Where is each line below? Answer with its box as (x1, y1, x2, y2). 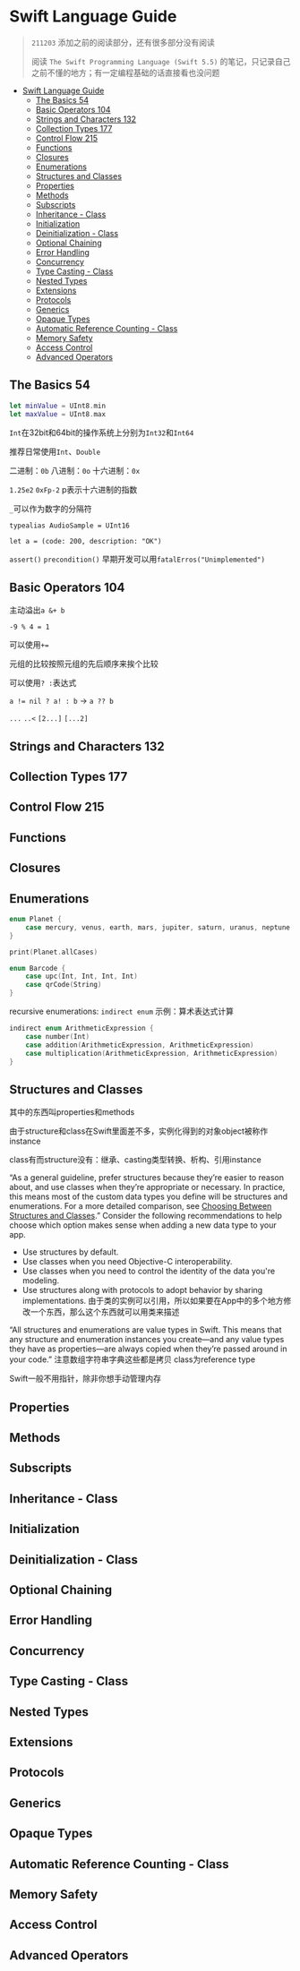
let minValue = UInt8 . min (9, 401, 106, 410)
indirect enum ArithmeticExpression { (9, 1024, 154, 1033)
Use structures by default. (21, 1247, 119, 1257)
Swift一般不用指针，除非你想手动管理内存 (9, 1373, 162, 1384)
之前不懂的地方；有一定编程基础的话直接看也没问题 (30, 67, 220, 78)
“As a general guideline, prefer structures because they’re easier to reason (9, 1172, 285, 1183)
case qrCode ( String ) (25, 981, 102, 990)
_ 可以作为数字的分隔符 (9, 503, 92, 514)
